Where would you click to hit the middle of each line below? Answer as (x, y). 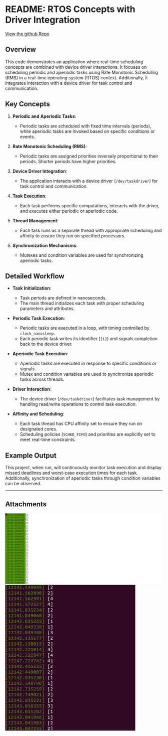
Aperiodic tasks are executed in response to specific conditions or (88, 363)
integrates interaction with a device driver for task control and (69, 83)
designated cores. (38, 429)
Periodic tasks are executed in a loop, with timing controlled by (84, 328)
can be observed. (23, 484)
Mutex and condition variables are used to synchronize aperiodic (87, 374)
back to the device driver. (46, 344)
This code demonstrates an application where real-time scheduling (74, 62)
